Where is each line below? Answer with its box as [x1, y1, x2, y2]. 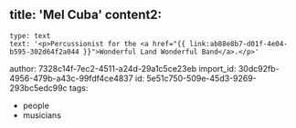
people [22, 100, 50, 111]
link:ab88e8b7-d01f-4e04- [188, 39, 288, 48]
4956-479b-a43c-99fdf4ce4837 [9, 73, 134, 84]
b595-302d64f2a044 [9, 47, 79, 56]
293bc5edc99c [9, 82, 68, 94]
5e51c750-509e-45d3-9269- [146, 73, 258, 84]
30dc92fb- [238, 63, 280, 74]
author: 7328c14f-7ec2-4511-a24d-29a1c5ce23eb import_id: [9, 63, 237, 74]
